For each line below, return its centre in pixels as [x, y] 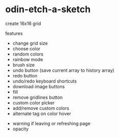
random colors [28, 54]
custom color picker [34, 102]
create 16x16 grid [23, 23]
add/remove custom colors [41, 108]
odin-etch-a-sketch [48, 9]
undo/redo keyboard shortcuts [45, 81]
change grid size [30, 43]
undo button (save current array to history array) [63, 70]
